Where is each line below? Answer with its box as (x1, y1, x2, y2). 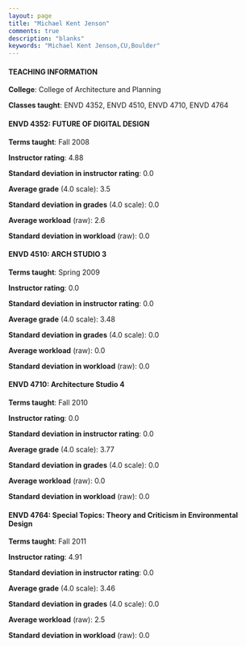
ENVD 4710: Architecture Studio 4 (8, 380, 125, 389)
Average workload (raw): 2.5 (8, 615, 106, 624)
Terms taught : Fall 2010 (8, 397, 89, 407)
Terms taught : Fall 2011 (8, 536, 87, 546)
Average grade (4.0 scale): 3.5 (8, 183, 111, 194)
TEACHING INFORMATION (8, 66, 98, 77)
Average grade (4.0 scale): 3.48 (8, 314, 115, 324)
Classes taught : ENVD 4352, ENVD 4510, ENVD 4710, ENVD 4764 (8, 100, 229, 110)
